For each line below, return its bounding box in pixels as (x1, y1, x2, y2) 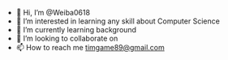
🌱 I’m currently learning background (15, 25, 136, 34)
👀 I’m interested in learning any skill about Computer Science (15, 16, 221, 26)
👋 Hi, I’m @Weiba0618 (15, 8, 91, 17)
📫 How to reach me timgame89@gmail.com (15, 43, 165, 52)
